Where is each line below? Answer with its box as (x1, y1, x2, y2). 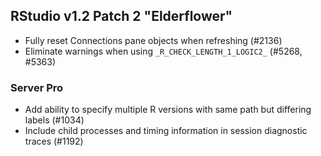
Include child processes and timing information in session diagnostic (24, 125, 308, 137)
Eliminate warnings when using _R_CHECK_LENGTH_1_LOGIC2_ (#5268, (24, 45, 303, 57)
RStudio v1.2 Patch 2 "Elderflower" (10, 8, 233, 25)
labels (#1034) (24, 114, 85, 126)
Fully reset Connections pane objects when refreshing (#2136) (24, 34, 283, 46)
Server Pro (10, 80, 64, 94)
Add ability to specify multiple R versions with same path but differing (24, 104, 312, 116)
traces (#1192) (24, 135, 84, 148)
